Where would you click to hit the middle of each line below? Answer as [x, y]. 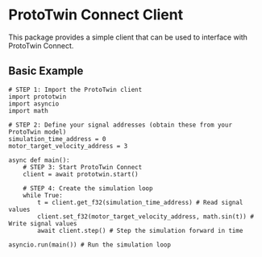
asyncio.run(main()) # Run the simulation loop [90, 245]
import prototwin [37, 97]
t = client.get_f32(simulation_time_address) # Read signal [140, 202]
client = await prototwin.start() [81, 174]
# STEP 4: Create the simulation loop [88, 188]
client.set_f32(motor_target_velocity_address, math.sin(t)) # [146, 216]
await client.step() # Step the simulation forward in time [140, 230]
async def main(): [39, 160]
